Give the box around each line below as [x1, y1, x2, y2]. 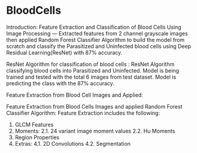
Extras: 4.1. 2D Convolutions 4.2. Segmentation [14, 140, 131, 147]
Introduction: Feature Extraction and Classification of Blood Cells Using [6, 23, 181, 31]
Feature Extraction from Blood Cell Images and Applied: [6, 91, 144, 98]
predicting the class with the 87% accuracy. [6, 79, 115, 87]
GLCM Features [14, 121, 54, 128]
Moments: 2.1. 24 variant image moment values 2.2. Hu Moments [14, 127, 175, 134]
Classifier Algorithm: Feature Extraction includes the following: [6, 109, 160, 116]
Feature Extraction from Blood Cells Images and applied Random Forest [6, 103, 183, 110]
